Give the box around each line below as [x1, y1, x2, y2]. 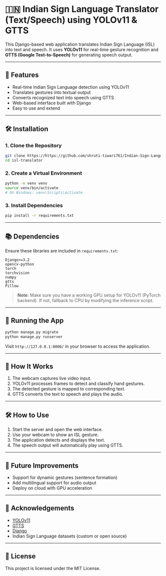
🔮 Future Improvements [5, 461, 79, 470]
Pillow [5, 284, 19, 289]
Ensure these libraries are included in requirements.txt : [5, 248, 119, 254]
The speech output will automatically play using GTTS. [12, 443, 124, 448]
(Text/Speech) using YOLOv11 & [5, 14, 137, 26]
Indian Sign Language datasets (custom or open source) [12, 533, 127, 539]
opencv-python [5, 262, 35, 267]
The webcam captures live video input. [12, 376, 92, 382]
